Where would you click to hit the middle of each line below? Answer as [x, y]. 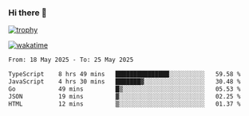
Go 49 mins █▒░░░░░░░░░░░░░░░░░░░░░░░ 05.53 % [125, 89]
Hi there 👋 [28, 13]
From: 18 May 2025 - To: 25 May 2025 [71, 60]
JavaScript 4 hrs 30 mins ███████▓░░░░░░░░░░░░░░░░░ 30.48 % [125, 82]
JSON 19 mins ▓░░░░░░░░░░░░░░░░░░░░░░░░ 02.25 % [125, 96]
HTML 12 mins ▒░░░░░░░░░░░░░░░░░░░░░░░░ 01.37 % [125, 104]
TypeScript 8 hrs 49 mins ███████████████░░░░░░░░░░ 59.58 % [125, 75]
